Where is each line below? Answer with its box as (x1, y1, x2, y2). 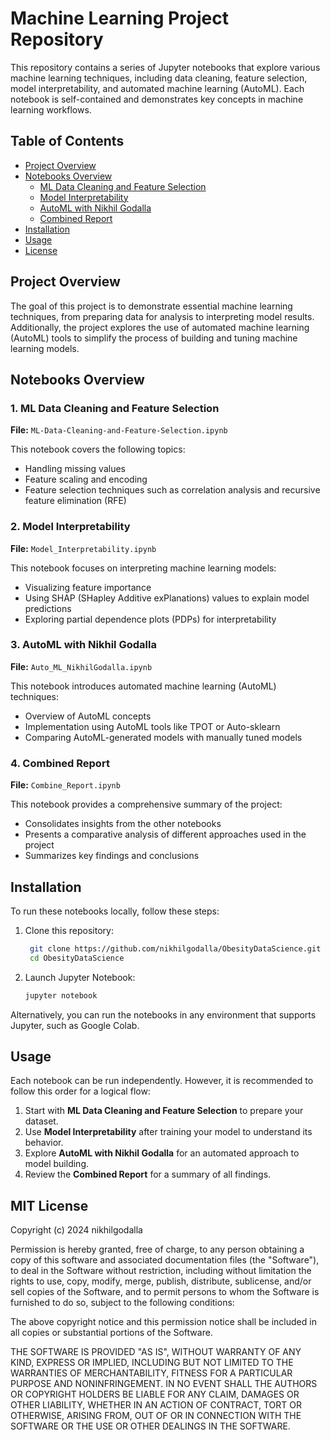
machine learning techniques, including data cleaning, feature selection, (10, 72, 308, 84)
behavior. (24, 1137, 64, 1149)
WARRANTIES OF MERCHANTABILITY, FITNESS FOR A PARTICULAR (10, 1367, 293, 1379)
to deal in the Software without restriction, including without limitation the (10, 1265, 312, 1277)
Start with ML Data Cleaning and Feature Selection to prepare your (24, 1105, 304, 1117)
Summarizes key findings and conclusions (24, 850, 200, 862)
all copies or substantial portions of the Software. (10, 1327, 213, 1339)
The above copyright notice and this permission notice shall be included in (10, 1316, 317, 1328)
